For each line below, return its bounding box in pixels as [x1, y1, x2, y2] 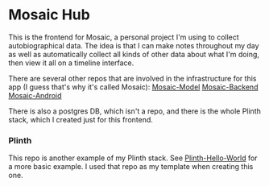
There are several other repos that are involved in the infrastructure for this [8, 73, 257, 83]
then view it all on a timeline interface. [8, 58, 134, 68]
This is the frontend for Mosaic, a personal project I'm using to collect [8, 32, 239, 42]
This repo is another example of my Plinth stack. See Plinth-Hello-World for [8, 153, 258, 163]
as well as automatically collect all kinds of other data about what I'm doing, [8, 49, 260, 59]
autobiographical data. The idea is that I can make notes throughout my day [8, 40, 259, 50]
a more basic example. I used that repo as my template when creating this [8, 162, 254, 172]
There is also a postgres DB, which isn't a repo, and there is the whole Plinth [8, 106, 262, 116]
